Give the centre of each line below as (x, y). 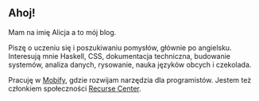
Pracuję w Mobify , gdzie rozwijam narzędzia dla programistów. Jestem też (130, 80)
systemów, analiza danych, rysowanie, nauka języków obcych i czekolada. (130, 64)
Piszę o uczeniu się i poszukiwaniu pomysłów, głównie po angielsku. (120, 48)
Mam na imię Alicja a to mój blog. (62, 32)
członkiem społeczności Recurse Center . (75, 88)
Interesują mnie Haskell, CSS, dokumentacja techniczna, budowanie (120, 56)
